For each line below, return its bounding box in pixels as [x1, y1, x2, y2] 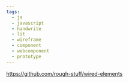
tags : [6, 8, 20, 15]
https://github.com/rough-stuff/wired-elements [6, 70, 123, 77]
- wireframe [11, 37, 42, 43]
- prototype [11, 54, 42, 60]
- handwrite [11, 25, 42, 32]
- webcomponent [11, 48, 50, 54]
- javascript [11, 20, 44, 26]
